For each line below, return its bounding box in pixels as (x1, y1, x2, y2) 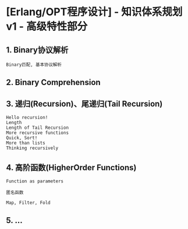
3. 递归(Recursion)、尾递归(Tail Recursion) (6, 98, 163, 108)
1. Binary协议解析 (6, 45, 69, 55)
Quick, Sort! (6, 135, 38, 141)
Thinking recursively (6, 145, 59, 152)
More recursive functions (6, 130, 69, 136)
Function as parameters (6, 178, 64, 184)
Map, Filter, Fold (6, 200, 51, 206)
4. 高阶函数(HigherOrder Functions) (6, 163, 137, 172)
